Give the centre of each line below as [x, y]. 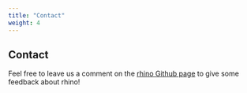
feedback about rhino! [44, 82]
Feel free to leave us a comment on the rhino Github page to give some [123, 74]
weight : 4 [24, 23]
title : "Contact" [37, 15]
